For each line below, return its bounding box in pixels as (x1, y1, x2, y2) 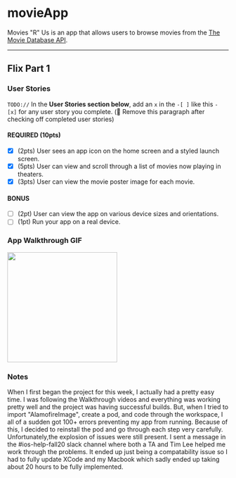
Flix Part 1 (7, 63, 51, 75)
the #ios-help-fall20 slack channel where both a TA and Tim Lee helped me (7, 440, 226, 448)
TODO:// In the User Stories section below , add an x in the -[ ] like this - (7, 100, 218, 108)
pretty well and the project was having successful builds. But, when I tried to (7, 403, 229, 411)
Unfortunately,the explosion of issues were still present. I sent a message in (7, 432, 226, 441)
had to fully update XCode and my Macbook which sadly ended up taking (7, 455, 220, 463)
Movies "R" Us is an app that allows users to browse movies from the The (7, 28, 221, 37)
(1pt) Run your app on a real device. (17, 218, 121, 226)
